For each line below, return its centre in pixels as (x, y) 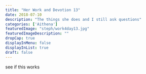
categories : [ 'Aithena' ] (31, 24)
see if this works (22, 67)
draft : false (19, 52)
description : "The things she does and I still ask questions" (74, 19)
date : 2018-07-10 (24, 15)
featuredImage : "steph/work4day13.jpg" (47, 29)
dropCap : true (20, 39)
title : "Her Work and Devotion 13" (43, 10)
